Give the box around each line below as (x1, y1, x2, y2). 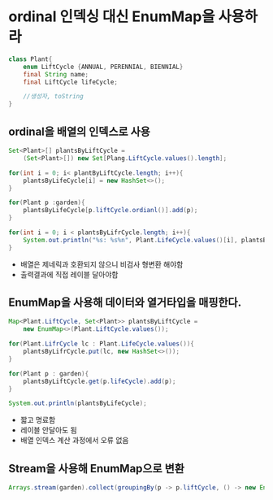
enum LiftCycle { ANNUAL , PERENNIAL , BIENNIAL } (23, 63, 184, 71)
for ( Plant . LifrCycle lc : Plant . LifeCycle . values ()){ (8, 340, 195, 348)
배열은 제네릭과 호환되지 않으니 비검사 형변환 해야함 (19, 259, 184, 269)
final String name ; (23, 70, 89, 78)
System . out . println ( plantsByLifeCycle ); (8, 399, 148, 407)
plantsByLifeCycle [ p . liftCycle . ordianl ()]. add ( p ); (23, 207, 198, 215)
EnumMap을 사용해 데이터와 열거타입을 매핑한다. (8, 296, 242, 310)
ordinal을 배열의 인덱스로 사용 (8, 124, 150, 138)
